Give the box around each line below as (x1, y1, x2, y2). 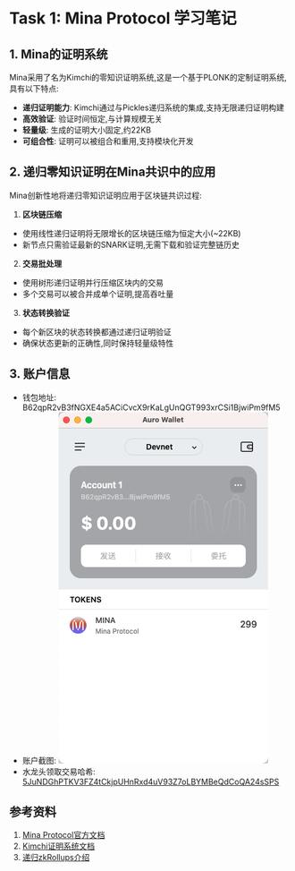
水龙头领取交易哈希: (21, 766, 96, 777)
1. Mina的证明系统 (9, 47, 108, 62)
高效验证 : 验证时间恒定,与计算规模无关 (21, 114, 163, 124)
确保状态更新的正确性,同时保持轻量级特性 (21, 337, 174, 348)
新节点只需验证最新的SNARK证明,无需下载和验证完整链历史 (21, 239, 240, 250)
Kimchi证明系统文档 (21, 841, 96, 851)
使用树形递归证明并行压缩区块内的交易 (21, 277, 164, 287)
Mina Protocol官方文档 (21, 830, 105, 841)
